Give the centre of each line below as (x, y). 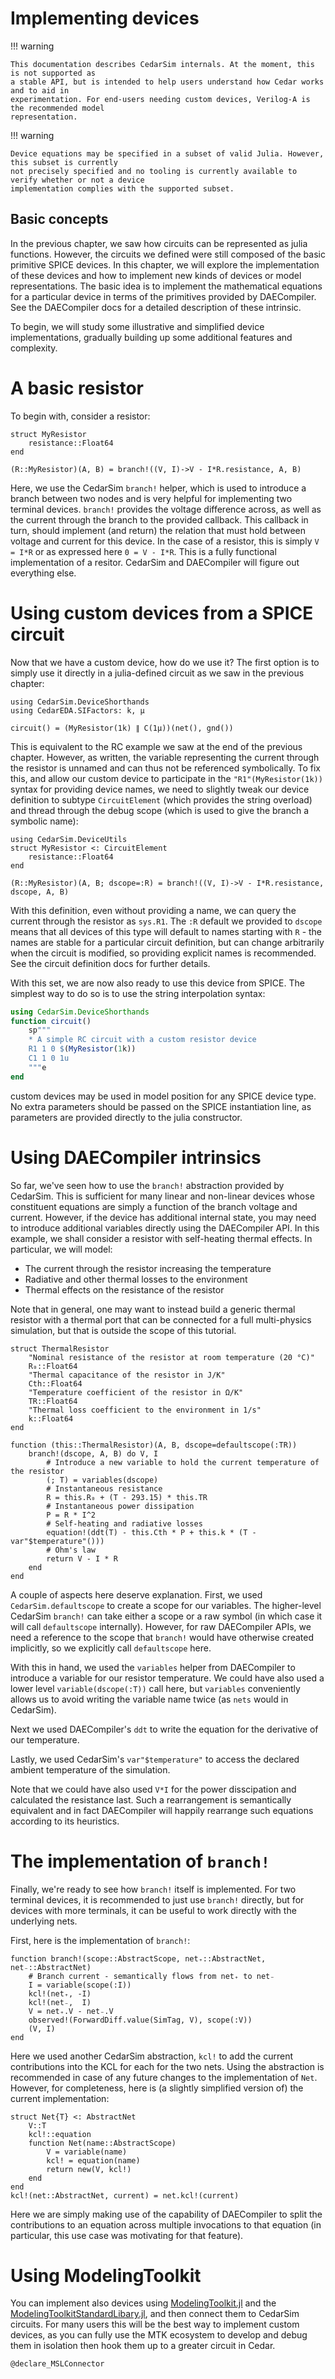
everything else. (43, 573)
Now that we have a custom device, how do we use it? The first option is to (165, 662)
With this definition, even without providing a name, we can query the (153, 910)
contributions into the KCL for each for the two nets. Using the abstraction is (167, 2066)
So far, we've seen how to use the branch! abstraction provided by (147, 1185)
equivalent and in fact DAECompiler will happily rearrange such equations (162, 1810)
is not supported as (53, 73)
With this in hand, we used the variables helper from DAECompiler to (153, 1667)
